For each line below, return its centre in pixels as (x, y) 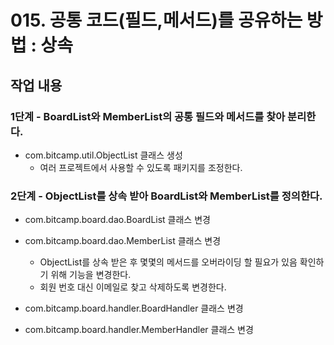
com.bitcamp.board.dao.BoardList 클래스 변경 (117, 220)
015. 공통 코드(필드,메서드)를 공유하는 (156, 20)
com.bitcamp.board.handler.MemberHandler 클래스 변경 (139, 330)
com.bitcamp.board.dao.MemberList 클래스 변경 (123, 241)
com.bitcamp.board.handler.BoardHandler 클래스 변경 (134, 308)
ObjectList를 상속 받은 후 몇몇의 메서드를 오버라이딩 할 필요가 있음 (168, 262)
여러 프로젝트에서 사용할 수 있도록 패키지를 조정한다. (141, 167)
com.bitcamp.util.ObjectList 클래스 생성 (103, 155)
